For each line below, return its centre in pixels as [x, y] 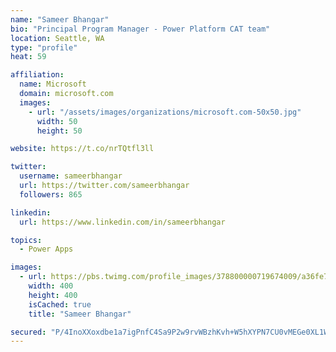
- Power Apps [46, 249]
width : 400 [51, 286]
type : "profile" [44, 47]
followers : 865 [51, 194]
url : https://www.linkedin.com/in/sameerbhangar [122, 222]
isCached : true [60, 304]
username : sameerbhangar [71, 176]
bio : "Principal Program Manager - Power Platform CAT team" [140, 29]
